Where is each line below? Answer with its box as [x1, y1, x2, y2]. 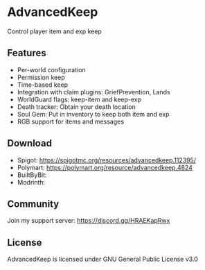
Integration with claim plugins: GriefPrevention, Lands [17, 87, 171, 96]
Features [7, 47, 46, 59]
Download [7, 137, 52, 149]
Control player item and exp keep [7, 27, 102, 35]
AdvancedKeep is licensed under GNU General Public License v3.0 [7, 255, 199, 264]
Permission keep [17, 73, 66, 81]
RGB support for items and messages [17, 117, 125, 126]
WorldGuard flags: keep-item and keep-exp [17, 95, 142, 103]
